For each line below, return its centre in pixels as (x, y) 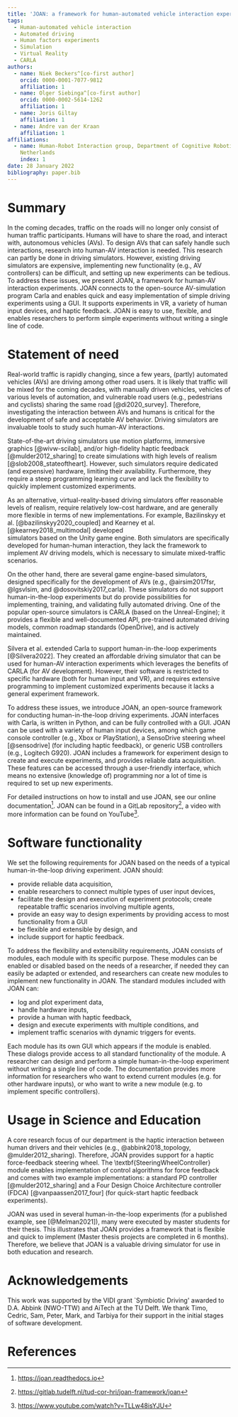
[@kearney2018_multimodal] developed (66, 530)
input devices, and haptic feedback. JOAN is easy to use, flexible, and (109, 311)
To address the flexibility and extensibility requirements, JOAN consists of (115, 951)
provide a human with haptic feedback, (75, 1017)
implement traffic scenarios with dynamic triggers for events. (107, 1032)
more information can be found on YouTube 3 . (73, 813)
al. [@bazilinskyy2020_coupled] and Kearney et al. (81, 523)
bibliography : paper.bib (44, 172)
